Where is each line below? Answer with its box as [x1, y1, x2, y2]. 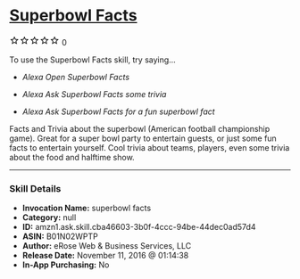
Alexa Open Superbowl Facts [21, 71, 130, 82]
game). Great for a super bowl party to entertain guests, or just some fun [9, 133, 277, 144]
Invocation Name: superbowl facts [21, 202, 152, 214]
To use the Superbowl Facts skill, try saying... [9, 54, 176, 65]
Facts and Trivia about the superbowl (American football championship [9, 123, 271, 134]
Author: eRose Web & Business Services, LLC [21, 241, 192, 251]
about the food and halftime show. [9, 152, 136, 162]
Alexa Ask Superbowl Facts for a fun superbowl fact [21, 106, 216, 117]
